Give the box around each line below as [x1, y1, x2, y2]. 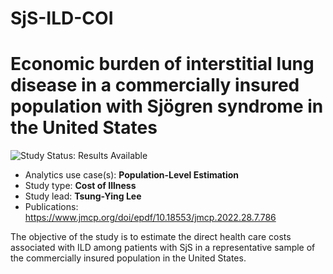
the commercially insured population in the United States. [10, 252, 247, 264]
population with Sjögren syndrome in [10, 95, 324, 118]
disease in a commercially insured [10, 74, 300, 97]
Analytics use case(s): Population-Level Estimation [24, 169, 240, 181]
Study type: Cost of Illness [24, 180, 137, 192]
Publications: [24, 201, 79, 213]
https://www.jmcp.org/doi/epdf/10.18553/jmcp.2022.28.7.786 [24, 212, 277, 224]
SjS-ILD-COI [10, 7, 114, 30]
